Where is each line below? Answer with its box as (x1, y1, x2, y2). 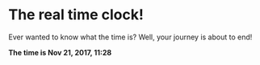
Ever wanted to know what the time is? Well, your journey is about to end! (8, 32, 253, 42)
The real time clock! (8, 6, 144, 24)
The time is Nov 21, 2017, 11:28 (8, 47, 112, 57)
